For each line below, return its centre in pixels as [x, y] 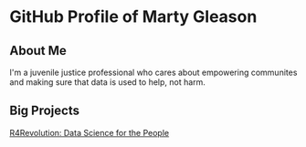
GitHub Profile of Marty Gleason [133, 17]
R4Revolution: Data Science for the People [90, 132]
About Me [38, 51]
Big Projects [45, 111]
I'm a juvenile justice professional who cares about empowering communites [153, 72]
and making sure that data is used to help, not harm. [107, 82]
